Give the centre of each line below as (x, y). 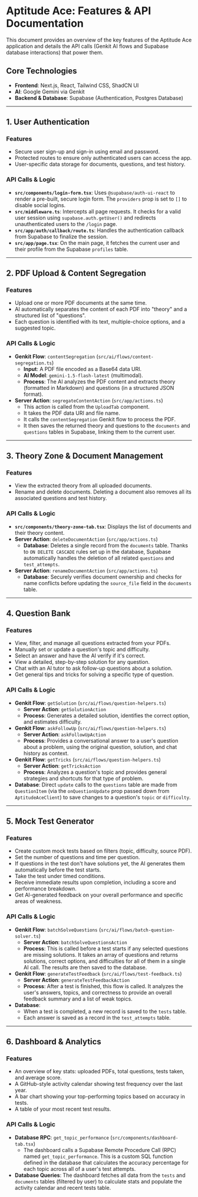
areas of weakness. (38, 901)
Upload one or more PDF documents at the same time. (81, 303)
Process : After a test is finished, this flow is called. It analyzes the (103, 986)
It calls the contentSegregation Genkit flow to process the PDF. (100, 419)
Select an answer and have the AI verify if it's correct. (80, 656)
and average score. (38, 1077)
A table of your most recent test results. (63, 1109)
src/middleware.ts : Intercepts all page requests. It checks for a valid (98, 211)
